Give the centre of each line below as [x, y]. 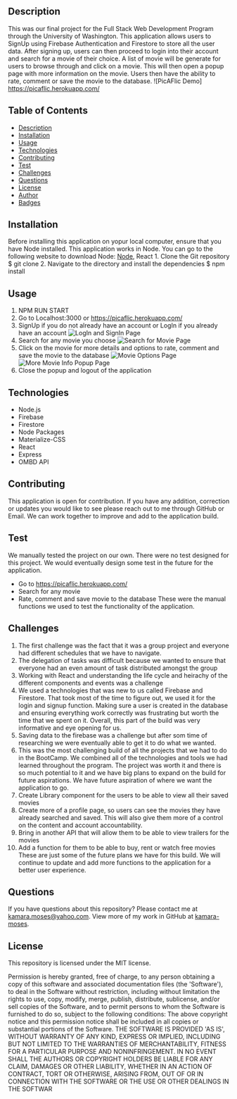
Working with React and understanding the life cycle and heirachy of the [123, 675]
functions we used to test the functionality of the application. [106, 606]
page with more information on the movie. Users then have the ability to [112, 73]
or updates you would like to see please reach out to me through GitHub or [116, 508]
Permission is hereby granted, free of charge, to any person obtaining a [111, 977]
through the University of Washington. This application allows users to [110, 36]
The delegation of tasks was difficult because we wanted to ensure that [122, 660]
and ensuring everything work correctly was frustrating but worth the [118, 713]
